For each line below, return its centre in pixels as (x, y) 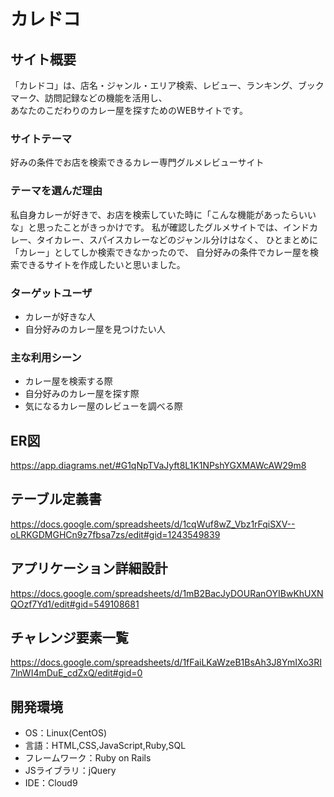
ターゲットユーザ (51, 293)
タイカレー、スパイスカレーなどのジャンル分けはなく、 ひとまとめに (177, 239)
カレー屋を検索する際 (68, 381)
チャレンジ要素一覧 (69, 638)
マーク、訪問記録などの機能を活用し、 (89, 98)
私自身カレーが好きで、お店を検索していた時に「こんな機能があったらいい (163, 214)
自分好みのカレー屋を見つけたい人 (95, 329)
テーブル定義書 (56, 499)
